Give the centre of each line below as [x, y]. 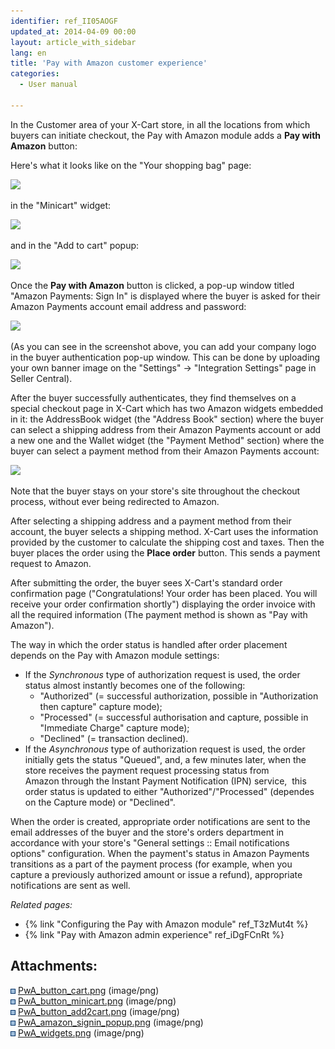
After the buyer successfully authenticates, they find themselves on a [153, 397]
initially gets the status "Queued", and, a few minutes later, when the [165, 759]
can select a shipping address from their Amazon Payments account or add [166, 429]
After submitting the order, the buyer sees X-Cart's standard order [146, 582]
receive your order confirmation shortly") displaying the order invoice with [163, 604]
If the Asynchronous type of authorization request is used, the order [165, 749]
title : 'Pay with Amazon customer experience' [109, 63]
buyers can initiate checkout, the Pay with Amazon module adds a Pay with [166, 135]
